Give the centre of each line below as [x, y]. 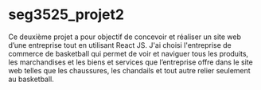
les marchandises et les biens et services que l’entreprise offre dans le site [130, 62]
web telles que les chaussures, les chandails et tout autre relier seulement [129, 70]
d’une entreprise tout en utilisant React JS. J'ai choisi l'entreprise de [120, 45]
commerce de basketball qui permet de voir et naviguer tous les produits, [129, 53]
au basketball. [31, 79]
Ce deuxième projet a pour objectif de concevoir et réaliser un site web [125, 37]
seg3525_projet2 [66, 15]
